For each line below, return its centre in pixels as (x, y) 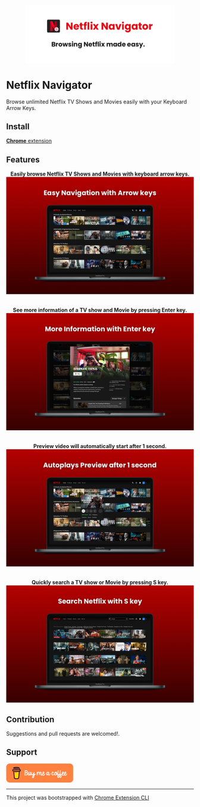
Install (18, 127)
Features (23, 159)
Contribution (30, 719)
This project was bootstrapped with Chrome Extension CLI (78, 797)
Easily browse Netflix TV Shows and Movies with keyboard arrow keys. (100, 174)
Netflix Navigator (49, 85)
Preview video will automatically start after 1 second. (100, 446)
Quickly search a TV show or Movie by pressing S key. (100, 583)
